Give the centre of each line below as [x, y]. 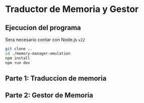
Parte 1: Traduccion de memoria [56, 78]
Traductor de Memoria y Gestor [72, 9]
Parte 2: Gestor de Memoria [49, 95]
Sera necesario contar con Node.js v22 [45, 39]
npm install [18, 58]
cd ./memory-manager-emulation [38, 53]
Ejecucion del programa [43, 28]
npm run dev [18, 63]
